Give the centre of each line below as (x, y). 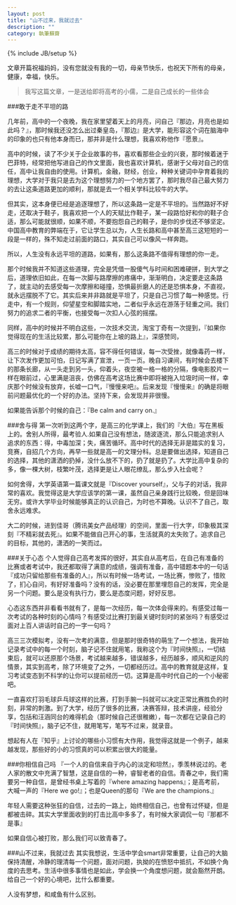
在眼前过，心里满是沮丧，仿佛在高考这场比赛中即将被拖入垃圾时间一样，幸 (121, 378)
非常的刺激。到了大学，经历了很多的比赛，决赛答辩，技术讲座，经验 (118, 708)
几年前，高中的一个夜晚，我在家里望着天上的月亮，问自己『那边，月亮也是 (115, 122)
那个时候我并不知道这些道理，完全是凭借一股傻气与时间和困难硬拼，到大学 (115, 269)
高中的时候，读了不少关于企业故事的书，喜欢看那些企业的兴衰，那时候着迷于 (118, 154)
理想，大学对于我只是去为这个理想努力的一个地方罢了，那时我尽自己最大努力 (118, 181)
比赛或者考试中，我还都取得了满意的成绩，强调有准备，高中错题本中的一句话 (118, 567)
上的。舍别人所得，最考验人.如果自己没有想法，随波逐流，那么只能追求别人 (116, 434)
